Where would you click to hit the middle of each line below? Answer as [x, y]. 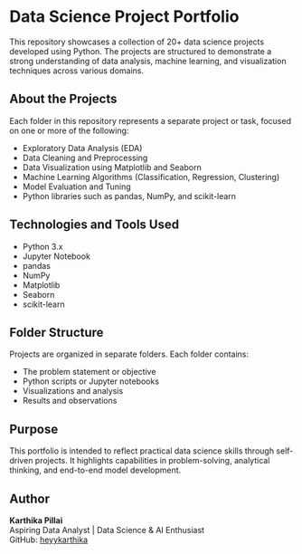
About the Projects [63, 99]
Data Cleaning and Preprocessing [85, 158]
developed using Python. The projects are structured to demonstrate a [141, 51]
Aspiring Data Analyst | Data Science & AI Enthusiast [107, 530]
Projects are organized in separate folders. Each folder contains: [129, 354]
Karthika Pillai [36, 521]
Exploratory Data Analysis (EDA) [82, 148]
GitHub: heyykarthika [49, 540]
